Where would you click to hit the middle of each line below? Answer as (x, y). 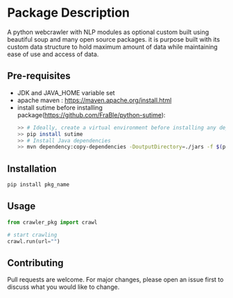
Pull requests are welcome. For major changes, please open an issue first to (115, 280)
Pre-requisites (39, 76)
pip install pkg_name (38, 185)
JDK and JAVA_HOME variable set (66, 92)
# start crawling (32, 235)
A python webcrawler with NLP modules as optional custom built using (108, 32)
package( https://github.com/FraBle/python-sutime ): (91, 115)
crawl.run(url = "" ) (34, 241)
